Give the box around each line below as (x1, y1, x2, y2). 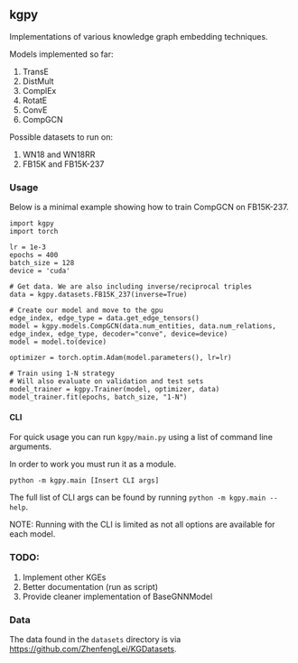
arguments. (9, 441, 52, 452)
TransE (22, 66, 50, 77)
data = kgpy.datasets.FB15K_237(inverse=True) (9, 290, 188, 299)
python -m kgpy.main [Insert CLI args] (9, 476, 160, 485)
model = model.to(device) (9, 337, 107, 346)
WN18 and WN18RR (22, 149, 96, 160)
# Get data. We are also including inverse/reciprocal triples (9, 282, 253, 291)
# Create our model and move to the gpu (9, 306, 164, 315)
